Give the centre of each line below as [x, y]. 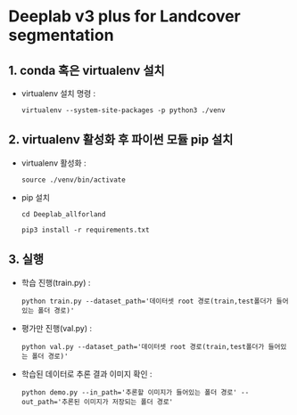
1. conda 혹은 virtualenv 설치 [87, 70]
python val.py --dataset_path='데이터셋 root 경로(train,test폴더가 [143, 346]
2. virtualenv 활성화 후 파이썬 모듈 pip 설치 [121, 140]
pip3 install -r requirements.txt [85, 230]
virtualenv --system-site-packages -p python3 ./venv [123, 110]
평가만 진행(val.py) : [57, 328]
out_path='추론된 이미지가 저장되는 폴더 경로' [97, 402]
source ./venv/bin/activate [73, 180]
